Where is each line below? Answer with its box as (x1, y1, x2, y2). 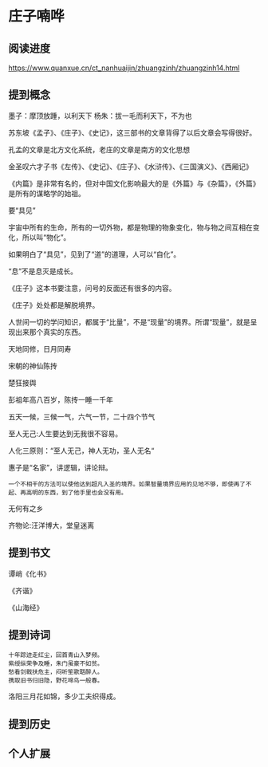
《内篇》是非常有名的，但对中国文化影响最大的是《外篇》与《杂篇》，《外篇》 (8, 179, 260, 188)
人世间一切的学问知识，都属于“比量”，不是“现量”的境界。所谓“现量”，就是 (8, 317, 250, 327)
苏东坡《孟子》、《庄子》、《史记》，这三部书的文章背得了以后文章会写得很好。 (8, 128, 257, 137)
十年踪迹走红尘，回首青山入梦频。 (8, 651, 104, 659)
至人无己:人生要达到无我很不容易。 (8, 428, 123, 439)
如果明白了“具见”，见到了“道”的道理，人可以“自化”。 (8, 249, 181, 259)
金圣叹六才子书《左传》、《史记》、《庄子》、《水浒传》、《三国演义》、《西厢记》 (8, 161, 253, 171)
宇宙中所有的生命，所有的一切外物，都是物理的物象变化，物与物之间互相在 (8, 222, 253, 232)
